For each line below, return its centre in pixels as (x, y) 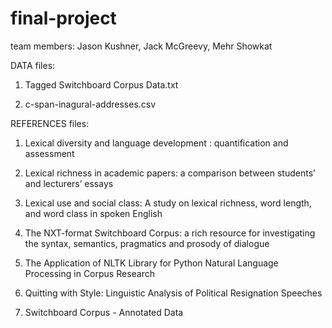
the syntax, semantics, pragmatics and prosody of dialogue (147, 243)
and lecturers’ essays (69, 183)
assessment (49, 153)
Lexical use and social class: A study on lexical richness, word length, (168, 203)
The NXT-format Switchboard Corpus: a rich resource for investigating (170, 233)
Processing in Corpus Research (90, 273)
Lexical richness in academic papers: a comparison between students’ (170, 173)
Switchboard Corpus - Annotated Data (104, 312)
